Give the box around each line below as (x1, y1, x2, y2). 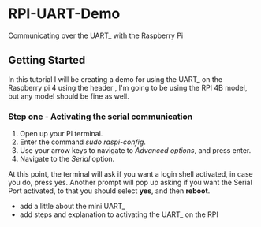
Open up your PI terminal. (19, 129, 103, 139)
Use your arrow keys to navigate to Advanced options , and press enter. (19, 146, 252, 155)
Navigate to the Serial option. (19, 154, 115, 164)
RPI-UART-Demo (8, 5, 121, 23)
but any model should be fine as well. (8, 91, 130, 101)
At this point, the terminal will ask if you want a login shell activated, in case (8, 169, 254, 179)
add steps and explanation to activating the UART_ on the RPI (19, 210, 218, 219)
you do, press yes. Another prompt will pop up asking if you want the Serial (8, 178, 252, 188)
